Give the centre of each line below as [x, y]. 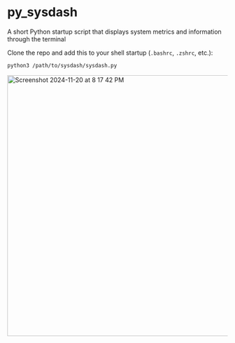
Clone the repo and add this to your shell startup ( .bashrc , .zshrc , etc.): [110, 53]
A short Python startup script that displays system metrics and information [114, 32]
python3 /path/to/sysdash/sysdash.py [62, 65]
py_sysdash [43, 12]
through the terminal [37, 39]
